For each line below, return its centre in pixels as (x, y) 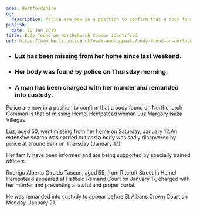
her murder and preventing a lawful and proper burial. (71, 185)
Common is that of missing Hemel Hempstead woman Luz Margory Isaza (94, 114)
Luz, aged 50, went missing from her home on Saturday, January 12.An (92, 131)
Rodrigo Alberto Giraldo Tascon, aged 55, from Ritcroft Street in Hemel (91, 173)
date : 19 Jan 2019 (34, 30)
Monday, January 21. (31, 203)
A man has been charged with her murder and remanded (96, 87)
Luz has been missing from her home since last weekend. (98, 56)
